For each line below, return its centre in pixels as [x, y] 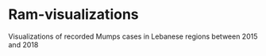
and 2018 [23, 44]
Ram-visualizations [73, 15]
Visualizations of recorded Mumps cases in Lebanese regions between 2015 [133, 36]
